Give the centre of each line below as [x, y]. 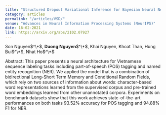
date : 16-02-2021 [23, 28]
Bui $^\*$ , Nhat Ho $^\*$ [30, 52]
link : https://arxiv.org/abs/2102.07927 [47, 32]
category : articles [25, 14]
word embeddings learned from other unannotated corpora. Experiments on [83, 92]
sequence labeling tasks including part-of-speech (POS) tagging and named [83, 66]
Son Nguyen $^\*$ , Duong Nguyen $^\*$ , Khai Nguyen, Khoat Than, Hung [80, 46]
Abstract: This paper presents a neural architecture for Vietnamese [73, 61]
